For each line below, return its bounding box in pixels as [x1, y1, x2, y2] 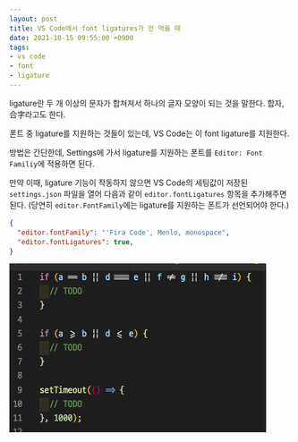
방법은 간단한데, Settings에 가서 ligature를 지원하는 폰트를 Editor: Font [9, 147, 263, 157]
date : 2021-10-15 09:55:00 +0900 [9, 33, 134, 42]
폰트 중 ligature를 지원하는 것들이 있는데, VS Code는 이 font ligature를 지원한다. [9, 128, 290, 139]
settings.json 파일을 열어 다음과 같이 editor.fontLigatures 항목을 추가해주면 [9, 188, 287, 199]
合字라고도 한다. [9, 108, 66, 120]
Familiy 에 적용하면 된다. [9, 157, 96, 169]
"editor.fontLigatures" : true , [17, 237, 134, 246]
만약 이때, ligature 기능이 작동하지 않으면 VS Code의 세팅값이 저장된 [9, 177, 249, 188]
